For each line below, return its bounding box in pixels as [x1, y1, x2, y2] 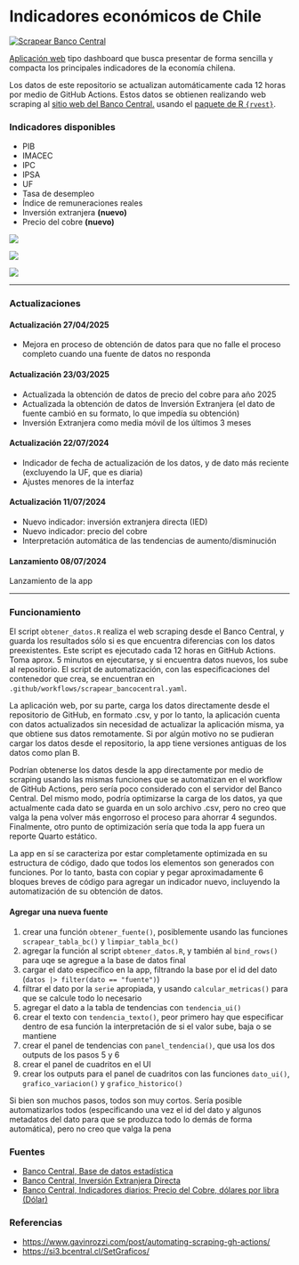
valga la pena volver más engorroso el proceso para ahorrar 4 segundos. [9, 812, 278, 823]
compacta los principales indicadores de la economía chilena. [9, 62, 236, 73]
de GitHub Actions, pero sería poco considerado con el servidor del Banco [9, 783, 283, 794]
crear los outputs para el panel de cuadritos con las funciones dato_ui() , [21, 1068, 290, 1079]
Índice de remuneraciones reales [21, 198, 143, 208]
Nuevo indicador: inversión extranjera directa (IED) [21, 516, 208, 527]
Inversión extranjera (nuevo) [21, 207, 127, 218]
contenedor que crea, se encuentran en [9, 674, 155, 685]
